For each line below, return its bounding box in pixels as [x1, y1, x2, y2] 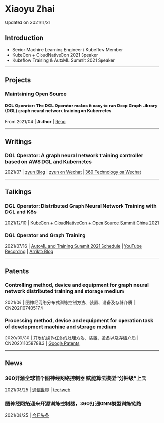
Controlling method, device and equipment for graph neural [5, 282, 149, 289]
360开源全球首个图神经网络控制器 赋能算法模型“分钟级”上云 [5, 375, 146, 381]
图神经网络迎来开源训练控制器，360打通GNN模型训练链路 [5, 400, 142, 407]
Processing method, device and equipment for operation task [5, 317, 154, 324]
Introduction [5, 34, 44, 42]
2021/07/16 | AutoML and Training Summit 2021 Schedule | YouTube [5, 243, 142, 249]
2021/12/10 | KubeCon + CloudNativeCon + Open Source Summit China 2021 [5, 220, 159, 226]
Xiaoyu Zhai [5, 3, 55, 15]
